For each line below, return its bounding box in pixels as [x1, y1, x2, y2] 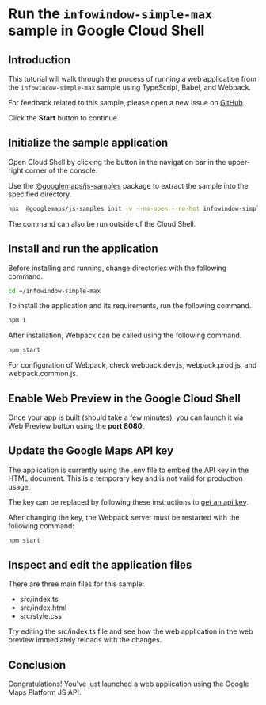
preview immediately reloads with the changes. [8, 635, 162, 645]
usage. [8, 482, 31, 491]
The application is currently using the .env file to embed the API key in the [8, 465, 249, 474]
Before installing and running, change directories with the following [8, 263, 227, 272]
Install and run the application [8, 242, 158, 256]
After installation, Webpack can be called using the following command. [8, 330, 242, 341]
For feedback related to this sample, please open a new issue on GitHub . [8, 98, 245, 107]
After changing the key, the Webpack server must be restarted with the [8, 513, 240, 522]
